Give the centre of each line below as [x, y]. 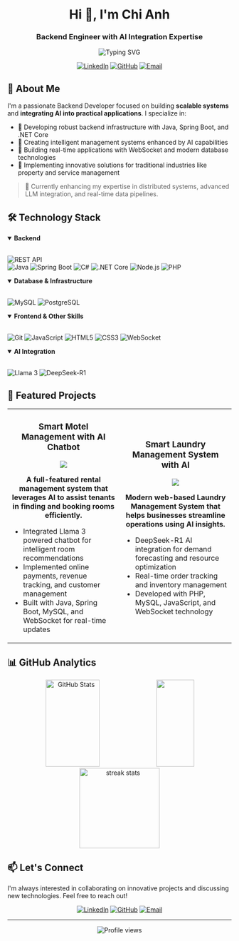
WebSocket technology [174, 611]
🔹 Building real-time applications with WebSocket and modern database [123, 150]
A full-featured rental [63, 479]
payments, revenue [55, 576]
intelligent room [49, 549]
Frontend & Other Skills [49, 316]
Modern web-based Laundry [176, 497]
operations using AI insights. [175, 524]
